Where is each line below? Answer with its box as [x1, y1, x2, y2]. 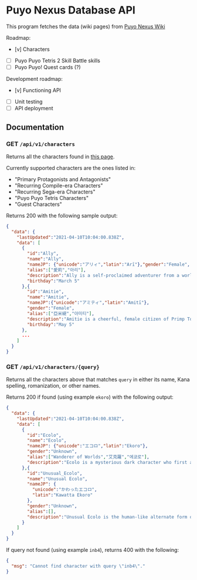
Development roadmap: [6, 76, 63, 83]
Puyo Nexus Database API [6, 4, 136, 17]
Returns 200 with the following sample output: [6, 212, 118, 219]
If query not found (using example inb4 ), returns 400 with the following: [6, 547, 179, 554]
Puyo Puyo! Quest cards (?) [14, 64, 81, 70]
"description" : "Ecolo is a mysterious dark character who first [27, 459, 188, 465]
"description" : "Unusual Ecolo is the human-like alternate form [27, 514, 188, 520]
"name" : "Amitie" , [27, 294, 69, 300]
